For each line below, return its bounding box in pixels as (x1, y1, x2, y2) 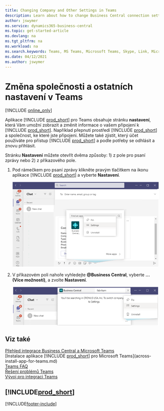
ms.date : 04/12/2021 (5, 54, 47, 59)
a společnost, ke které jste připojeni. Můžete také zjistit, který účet (5, 132, 139, 139)
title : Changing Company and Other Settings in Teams (5, 8, 117, 13)
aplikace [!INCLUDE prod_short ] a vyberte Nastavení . (12, 172, 121, 178)
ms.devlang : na (5, 34, 36, 39)
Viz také (5, 335, 31, 343)
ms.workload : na (5, 44, 38, 49)
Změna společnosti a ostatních (5, 81, 133, 92)
